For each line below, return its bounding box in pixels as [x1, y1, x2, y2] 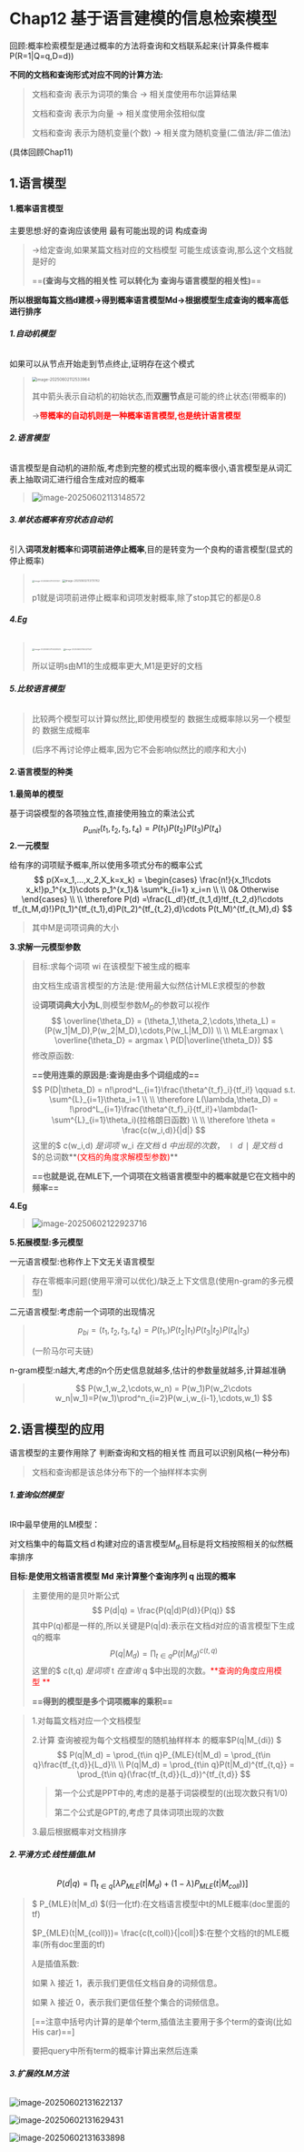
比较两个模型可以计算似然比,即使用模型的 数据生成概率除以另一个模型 [31, 713, 291, 724]
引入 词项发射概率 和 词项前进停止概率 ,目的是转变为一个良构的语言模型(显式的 [9, 543, 293, 555]
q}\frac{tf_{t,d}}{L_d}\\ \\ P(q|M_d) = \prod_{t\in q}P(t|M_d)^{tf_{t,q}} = [33, 1759, 295, 1771]
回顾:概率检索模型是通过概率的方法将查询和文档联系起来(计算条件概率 [9, 40, 270, 51]
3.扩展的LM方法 [9, 2068, 70, 2078]
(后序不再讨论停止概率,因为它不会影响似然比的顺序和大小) [31, 744, 248, 755]
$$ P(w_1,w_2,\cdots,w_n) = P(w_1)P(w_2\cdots [75, 1383, 252, 1394]
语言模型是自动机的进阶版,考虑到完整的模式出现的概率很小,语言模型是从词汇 [9, 462, 293, 473]
